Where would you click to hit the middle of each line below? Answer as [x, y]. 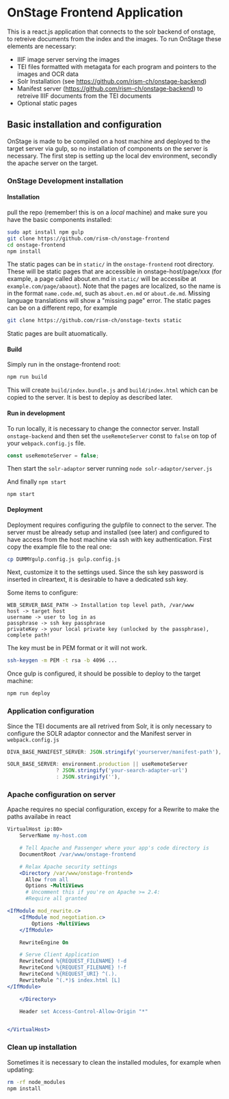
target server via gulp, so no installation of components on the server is [108, 148]
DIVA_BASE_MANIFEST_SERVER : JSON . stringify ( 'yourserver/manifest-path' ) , [114, 752]
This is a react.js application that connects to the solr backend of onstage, [111, 32]
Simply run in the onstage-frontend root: [64, 365]
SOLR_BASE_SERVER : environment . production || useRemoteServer [97, 764]
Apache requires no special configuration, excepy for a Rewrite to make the [113, 809]
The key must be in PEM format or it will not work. [77, 648]
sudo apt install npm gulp [45, 232]
